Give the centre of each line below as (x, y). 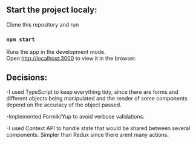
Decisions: (27, 77)
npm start (21, 39)
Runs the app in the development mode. (56, 52)
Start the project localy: (52, 10)
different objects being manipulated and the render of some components (97, 98)
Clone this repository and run (43, 24)
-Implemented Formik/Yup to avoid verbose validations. (76, 116)
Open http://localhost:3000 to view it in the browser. (71, 58)
